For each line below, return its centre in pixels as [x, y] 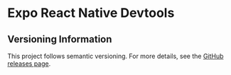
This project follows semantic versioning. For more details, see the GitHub [116, 56]
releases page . [29, 64]
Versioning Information [60, 39]
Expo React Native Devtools [91, 13]
